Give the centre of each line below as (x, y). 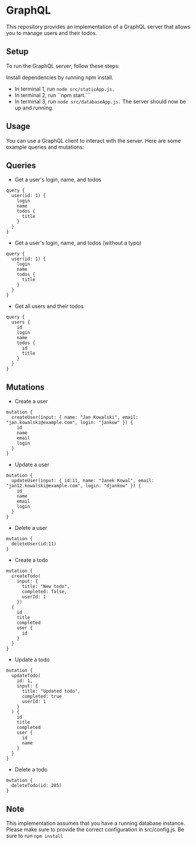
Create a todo (31, 560)
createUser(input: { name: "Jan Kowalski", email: (75, 417)
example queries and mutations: (45, 147)
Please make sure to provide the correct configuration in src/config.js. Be (95, 829)
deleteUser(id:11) (34, 544)
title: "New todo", (45, 587)
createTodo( (26, 576)
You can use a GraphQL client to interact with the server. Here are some (94, 140)
